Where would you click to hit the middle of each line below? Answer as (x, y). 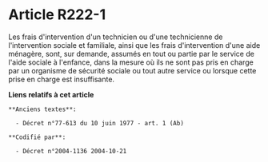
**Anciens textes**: (43, 109)
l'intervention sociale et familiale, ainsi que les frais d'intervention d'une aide (134, 45)
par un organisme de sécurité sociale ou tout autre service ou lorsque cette (132, 70)
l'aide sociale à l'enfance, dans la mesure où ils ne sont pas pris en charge (131, 62)
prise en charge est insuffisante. (61, 79)
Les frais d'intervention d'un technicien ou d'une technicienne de (116, 37)
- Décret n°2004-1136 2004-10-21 (71, 151)
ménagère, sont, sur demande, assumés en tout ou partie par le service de (131, 53)
